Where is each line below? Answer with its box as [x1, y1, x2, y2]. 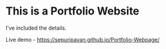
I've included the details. [5, 24, 67, 31]
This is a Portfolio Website [5, 4, 139, 18]
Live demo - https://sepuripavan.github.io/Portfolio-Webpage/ [5, 36, 160, 43]
